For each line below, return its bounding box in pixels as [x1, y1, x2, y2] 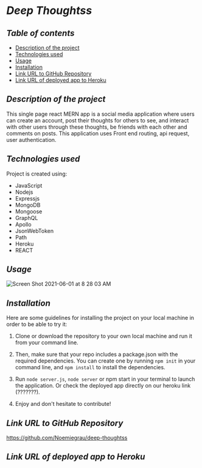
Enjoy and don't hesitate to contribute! [15, 400, 111, 408]
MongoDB [15, 201, 41, 208]
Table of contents [6, 28, 75, 38]
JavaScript [15, 182, 43, 189]
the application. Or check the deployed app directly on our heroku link [15, 382, 191, 389]
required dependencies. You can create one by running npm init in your [15, 357, 196, 364]
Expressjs [15, 194, 40, 202]
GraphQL [15, 214, 38, 221]
